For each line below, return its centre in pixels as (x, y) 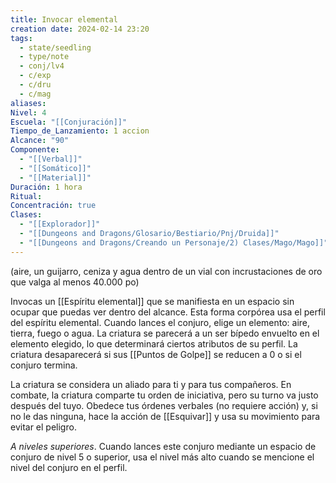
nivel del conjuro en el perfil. (69, 467)
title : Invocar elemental (64, 19)
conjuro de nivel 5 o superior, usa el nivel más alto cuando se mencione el (162, 457)
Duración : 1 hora (46, 187)
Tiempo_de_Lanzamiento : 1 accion (80, 131)
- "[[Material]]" (55, 177)
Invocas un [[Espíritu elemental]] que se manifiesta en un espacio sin (152, 301)
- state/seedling (55, 47)
